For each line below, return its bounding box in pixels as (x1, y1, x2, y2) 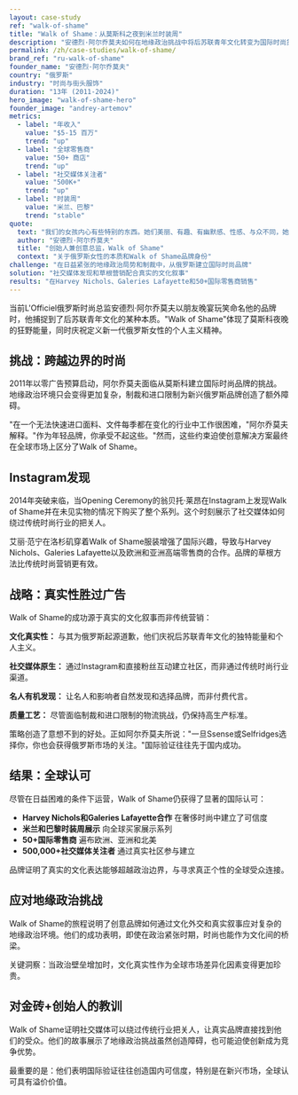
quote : (9, 219, 34, 228)
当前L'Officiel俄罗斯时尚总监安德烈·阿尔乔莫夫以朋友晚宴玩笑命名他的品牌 (9, 303, 277, 313)
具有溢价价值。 (16, 1075, 72, 1087)
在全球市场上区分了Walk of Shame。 (9, 441, 143, 453)
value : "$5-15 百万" (25, 129, 98, 138)
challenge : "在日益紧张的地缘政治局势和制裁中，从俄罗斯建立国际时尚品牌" (9, 261, 253, 270)
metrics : (9, 112, 42, 121)
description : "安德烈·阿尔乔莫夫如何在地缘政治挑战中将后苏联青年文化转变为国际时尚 (9, 37, 286, 47)
